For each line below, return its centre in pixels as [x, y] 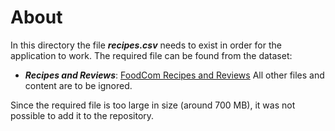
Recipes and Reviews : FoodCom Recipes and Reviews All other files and [174, 75]
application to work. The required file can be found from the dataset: [151, 55]
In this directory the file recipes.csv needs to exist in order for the [146, 45]
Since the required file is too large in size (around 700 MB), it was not [153, 105]
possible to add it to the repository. [82, 115]
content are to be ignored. [78, 85]
